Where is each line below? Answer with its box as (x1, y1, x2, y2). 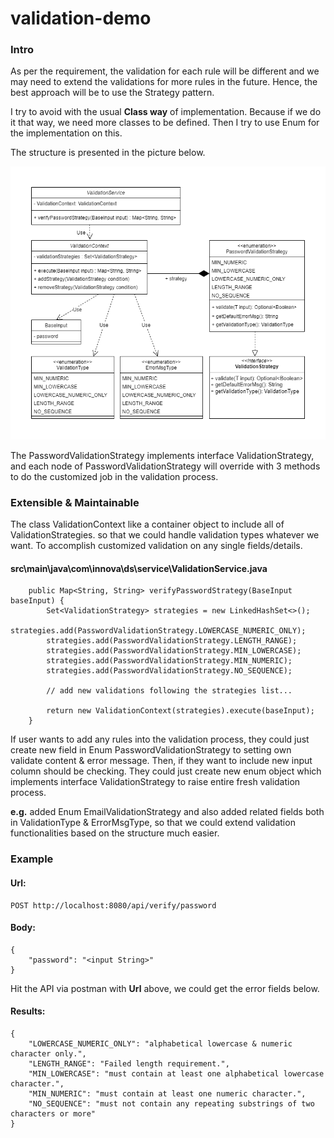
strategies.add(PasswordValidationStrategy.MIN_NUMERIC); (46, 656, 293, 666)
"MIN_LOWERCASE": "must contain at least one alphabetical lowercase (28, 1068, 325, 1079)
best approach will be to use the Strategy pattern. (10, 87, 215, 99)
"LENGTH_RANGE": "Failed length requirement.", (28, 1058, 230, 1069)
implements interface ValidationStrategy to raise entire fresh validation (10, 776, 301, 788)
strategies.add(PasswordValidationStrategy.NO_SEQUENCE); (46, 666, 293, 676)
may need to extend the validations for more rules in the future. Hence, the (10, 76, 318, 88)
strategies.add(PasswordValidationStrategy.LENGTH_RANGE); (46, 636, 298, 646)
